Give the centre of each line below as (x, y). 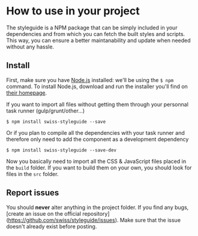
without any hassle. (30, 47)
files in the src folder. (32, 174)
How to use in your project (73, 11)
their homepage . (27, 93)
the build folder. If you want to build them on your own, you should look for (99, 167)
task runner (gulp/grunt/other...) (46, 111)
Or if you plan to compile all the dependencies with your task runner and (95, 132)
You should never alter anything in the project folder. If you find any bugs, (97, 207)
